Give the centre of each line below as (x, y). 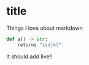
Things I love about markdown (44, 28)
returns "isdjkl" (40, 45)
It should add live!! (30, 56)
